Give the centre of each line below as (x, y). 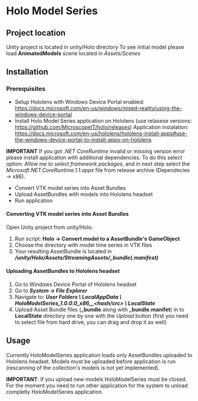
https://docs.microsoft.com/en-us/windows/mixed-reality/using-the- (98, 108)
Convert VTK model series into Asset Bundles (70, 187)
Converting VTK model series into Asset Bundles (67, 214)
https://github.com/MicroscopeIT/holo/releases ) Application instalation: (102, 127)
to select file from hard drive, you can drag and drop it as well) (91, 322)
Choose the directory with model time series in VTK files (83, 245)
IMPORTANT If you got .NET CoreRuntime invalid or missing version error (96, 151)
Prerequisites (26, 89)
